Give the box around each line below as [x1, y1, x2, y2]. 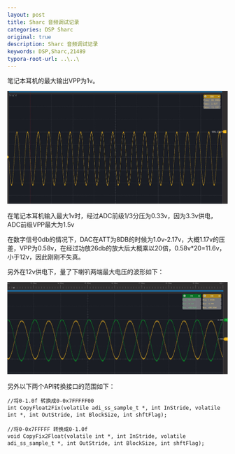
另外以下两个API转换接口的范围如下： [7, 382, 115, 390]
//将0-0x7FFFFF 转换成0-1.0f [7, 425, 88, 433]
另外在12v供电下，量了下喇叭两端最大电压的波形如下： [7, 267, 164, 276]
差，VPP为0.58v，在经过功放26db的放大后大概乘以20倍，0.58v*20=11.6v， [7, 243, 226, 252]
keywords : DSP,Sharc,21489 [7, 48, 86, 55]
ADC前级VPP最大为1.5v [7, 220, 75, 229]
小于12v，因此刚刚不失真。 [7, 253, 85, 261]
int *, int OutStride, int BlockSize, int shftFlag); [7, 411, 168, 418]
